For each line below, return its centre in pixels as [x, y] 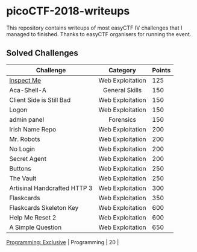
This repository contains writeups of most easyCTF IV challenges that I [94, 28]
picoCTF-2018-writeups [68, 11]
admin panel [27, 119]
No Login [22, 149]
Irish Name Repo [33, 129]
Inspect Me [25, 80]
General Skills [122, 90]
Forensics [122, 119]
